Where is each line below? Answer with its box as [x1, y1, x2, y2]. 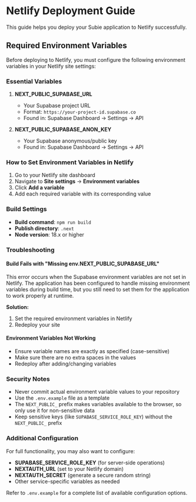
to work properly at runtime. [6, 292, 74, 299]
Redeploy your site [14, 321, 61, 328]
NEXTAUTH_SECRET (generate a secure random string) [14, 471, 151, 478]
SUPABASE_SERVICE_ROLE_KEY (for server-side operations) [14, 459, 165, 466]
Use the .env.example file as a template [14, 394, 110, 401]
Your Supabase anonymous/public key [23, 137, 117, 145]
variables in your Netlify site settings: [6, 62, 96, 69]
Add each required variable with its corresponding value [14, 190, 151, 198]
